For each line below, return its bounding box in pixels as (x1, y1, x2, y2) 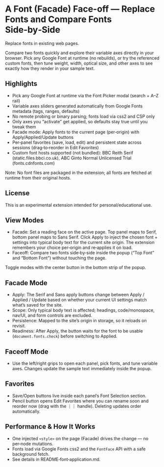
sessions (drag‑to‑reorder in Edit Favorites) (12, 144, 99, 150)
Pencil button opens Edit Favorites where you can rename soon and (12, 398, 149, 404)
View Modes (5, 216, 44, 224)
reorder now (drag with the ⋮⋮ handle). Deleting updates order (12, 403, 141, 409)
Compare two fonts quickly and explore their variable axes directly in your (5, 50, 154, 56)
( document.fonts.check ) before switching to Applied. (12, 334, 117, 339)
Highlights (5, 80, 38, 88)
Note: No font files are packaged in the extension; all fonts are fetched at (5, 170, 152, 176)
